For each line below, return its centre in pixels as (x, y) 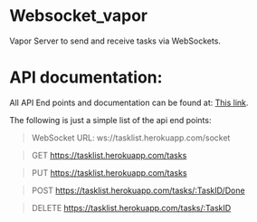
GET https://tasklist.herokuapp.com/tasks (109, 155)
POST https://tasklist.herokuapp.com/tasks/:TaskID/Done (138, 190)
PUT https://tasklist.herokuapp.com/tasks (109, 172)
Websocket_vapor (78, 16)
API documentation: (86, 77)
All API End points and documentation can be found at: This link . (129, 102)
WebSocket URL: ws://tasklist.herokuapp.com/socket (131, 138)
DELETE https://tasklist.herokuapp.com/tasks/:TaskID (131, 208)
